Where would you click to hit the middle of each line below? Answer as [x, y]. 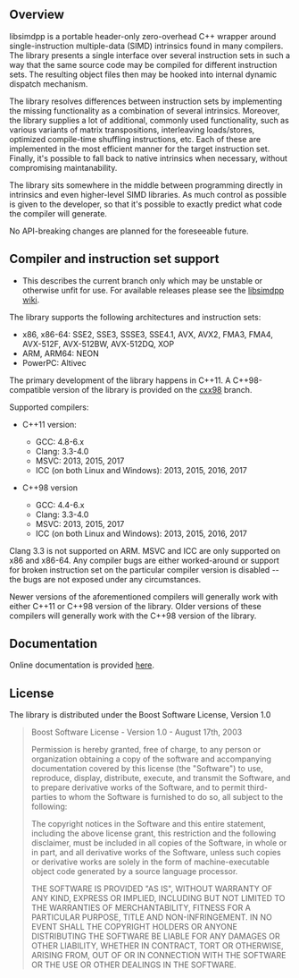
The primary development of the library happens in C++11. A [120, 380]
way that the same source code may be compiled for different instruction [143, 64]
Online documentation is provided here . [82, 665]
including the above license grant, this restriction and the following [154, 833]
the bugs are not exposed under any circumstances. [105, 579]
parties [44, 797]
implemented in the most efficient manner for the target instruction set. [140, 149]
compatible [30, 389]
